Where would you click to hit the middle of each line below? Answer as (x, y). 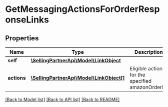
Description (149, 52)
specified (140, 81)
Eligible (138, 68)
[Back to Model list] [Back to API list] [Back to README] (62, 100)
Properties (22, 38)
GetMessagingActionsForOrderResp (82, 9)
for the (137, 75)
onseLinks (27, 20)
